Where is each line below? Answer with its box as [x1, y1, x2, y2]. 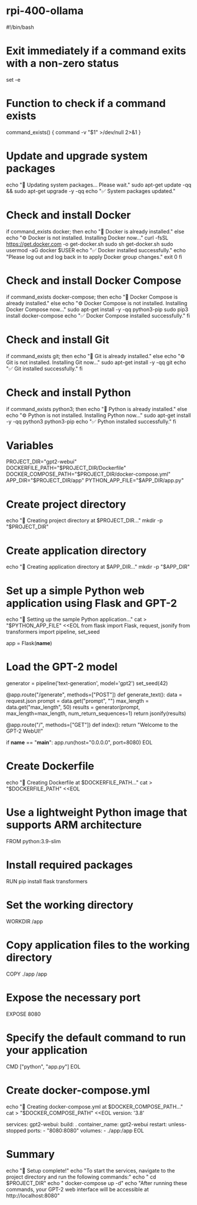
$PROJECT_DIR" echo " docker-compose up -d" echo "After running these [6, 1179, 188, 1186]
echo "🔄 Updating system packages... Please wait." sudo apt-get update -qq [6, 181, 192, 188]
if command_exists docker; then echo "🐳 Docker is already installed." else [6, 228, 185, 235]
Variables [6, 439, 54, 452]
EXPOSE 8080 [6, 1010, 41, 1017]
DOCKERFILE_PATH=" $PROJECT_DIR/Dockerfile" [6, 465, 126, 472]
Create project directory [6, 498, 126, 511]
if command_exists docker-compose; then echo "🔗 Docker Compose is [6, 293, 178, 301]
